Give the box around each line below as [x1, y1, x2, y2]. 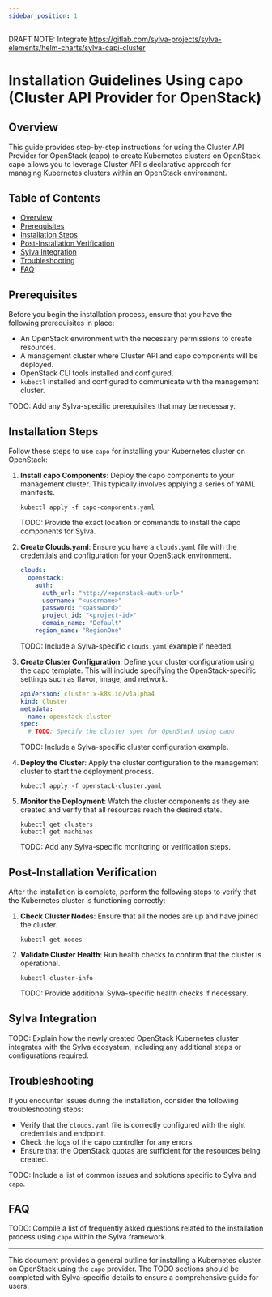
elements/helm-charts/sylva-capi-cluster [8, 42, 146, 53]
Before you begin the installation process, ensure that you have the [8, 310, 232, 319]
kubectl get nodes [19, 935, 83, 944]
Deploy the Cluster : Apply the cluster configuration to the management [19, 758, 259, 768]
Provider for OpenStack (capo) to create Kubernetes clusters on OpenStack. [8, 151, 263, 161]
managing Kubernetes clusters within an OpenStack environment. [8, 168, 227, 178]
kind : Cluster [19, 697, 68, 705]
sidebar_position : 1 [8, 11, 79, 20]
